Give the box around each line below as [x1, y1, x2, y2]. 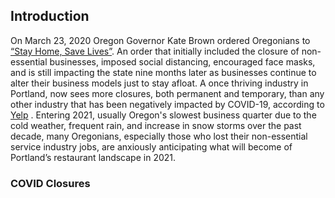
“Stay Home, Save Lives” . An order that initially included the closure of [10, 45, 300, 57]
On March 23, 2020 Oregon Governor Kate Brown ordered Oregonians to [10, 34, 311, 46]
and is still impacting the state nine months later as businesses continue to [10, 66, 317, 78]
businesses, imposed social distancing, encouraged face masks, [49, 55, 316, 68]
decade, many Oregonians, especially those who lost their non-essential [10, 130, 308, 142]
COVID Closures [10, 176, 91, 190]
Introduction [10, 8, 90, 25]
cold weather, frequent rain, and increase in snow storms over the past [10, 119, 302, 131]
